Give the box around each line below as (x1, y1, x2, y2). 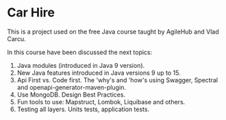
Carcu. (7, 34, 26, 43)
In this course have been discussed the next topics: (7, 48, 153, 56)
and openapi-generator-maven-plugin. (16, 83, 127, 91)
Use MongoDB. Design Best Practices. (16, 91, 125, 99)
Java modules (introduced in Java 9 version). (16, 61, 145, 69)
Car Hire (7, 5, 55, 21)
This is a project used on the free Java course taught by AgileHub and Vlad (7, 27, 219, 36)
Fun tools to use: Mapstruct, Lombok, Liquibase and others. (16, 97, 186, 106)
